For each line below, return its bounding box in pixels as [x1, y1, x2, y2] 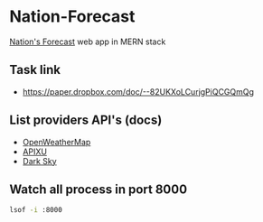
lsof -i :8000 [9, 206, 63, 215]
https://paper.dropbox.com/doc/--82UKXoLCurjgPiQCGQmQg [22, 86, 255, 97]
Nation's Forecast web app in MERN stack [9, 36, 166, 47]
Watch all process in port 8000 [9, 181, 188, 197]
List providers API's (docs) [9, 113, 163, 128]
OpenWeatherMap [22, 136, 91, 147]
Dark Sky [22, 155, 57, 166]
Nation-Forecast [9, 6, 136, 27]
